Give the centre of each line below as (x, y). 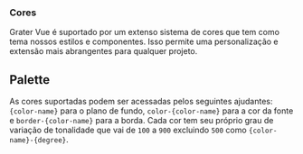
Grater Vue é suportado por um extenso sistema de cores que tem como (145, 32)
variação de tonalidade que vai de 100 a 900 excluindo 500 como (128, 130)
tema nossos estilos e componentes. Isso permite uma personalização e (144, 41)
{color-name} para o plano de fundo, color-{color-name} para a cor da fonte (151, 111)
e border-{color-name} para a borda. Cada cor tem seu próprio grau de (142, 121)
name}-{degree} (38, 140)
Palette (30, 80)
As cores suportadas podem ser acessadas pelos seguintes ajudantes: (141, 102)
